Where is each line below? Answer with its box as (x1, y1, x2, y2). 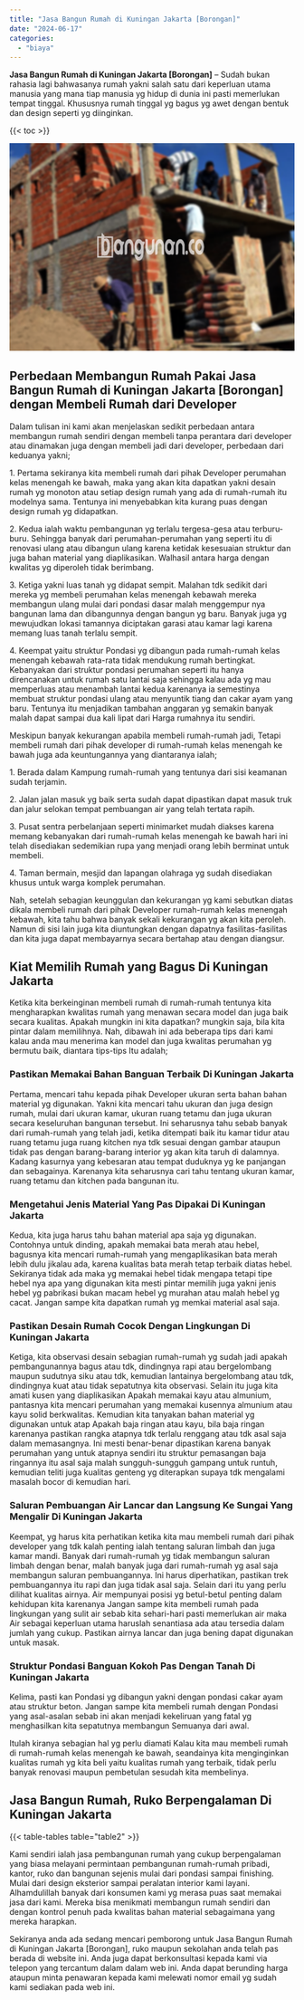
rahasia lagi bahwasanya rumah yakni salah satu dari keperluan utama (9, 79, 271, 90)
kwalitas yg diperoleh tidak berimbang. (9, 561, 154, 572)
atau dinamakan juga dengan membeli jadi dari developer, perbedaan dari (9, 440, 284, 451)
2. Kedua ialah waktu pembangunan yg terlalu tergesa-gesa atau (9, 523, 251, 534)
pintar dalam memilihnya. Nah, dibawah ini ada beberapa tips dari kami (9, 1026, 273, 1037)
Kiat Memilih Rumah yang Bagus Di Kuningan (9, 959, 269, 974)
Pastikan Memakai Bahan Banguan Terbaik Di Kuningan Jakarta (9, 1068, 294, 1081)
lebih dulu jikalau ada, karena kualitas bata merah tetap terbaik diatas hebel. (9, 1258, 292, 1269)
